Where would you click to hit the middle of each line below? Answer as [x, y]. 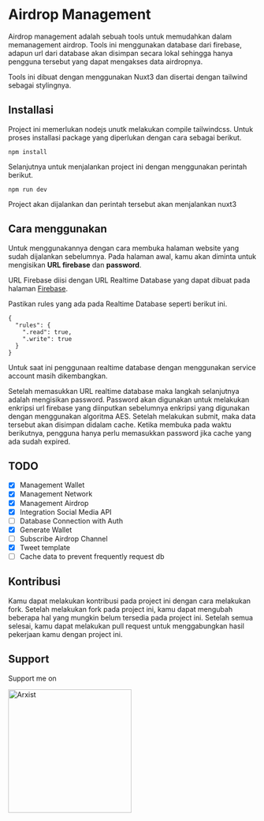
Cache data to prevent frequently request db [92, 556]
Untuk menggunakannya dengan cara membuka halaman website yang [124, 248]
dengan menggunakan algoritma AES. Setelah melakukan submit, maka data [132, 416]
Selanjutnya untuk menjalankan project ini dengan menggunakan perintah [128, 167]
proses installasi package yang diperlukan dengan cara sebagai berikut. [125, 137]
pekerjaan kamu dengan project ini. [65, 634]
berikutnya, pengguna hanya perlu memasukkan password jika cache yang [130, 433]
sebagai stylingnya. [40, 85]
